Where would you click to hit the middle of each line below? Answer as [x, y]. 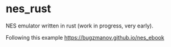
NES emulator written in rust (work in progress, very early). [79, 26]
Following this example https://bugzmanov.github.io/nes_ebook [85, 37]
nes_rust [28, 9]
